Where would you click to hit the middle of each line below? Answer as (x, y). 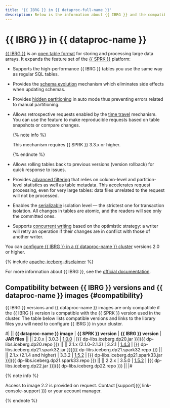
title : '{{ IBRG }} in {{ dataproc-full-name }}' (59, 10)
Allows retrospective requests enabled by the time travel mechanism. (84, 114)
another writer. (28, 237)
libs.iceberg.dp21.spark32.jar (36, 350)
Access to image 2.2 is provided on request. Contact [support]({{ (73, 386)
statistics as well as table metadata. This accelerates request (87, 185)
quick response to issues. (39, 170)
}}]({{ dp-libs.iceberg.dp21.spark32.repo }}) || (114, 350)
